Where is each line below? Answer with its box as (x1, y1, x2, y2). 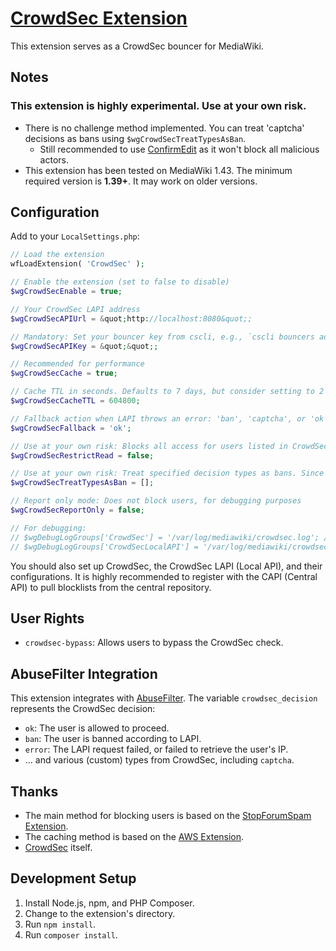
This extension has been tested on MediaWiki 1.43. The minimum (24, 164, 293, 176)
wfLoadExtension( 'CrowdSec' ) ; (10, 259, 145, 269)
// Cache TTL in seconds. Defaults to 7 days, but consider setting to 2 (10, 387, 325, 397)
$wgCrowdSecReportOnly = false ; (10, 505, 145, 516)
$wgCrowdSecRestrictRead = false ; (10, 450, 155, 461)
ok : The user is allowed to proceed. (24, 722, 170, 734)
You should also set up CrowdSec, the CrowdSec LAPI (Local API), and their (10, 560, 323, 572)
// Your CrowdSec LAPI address (10, 304, 141, 314)
